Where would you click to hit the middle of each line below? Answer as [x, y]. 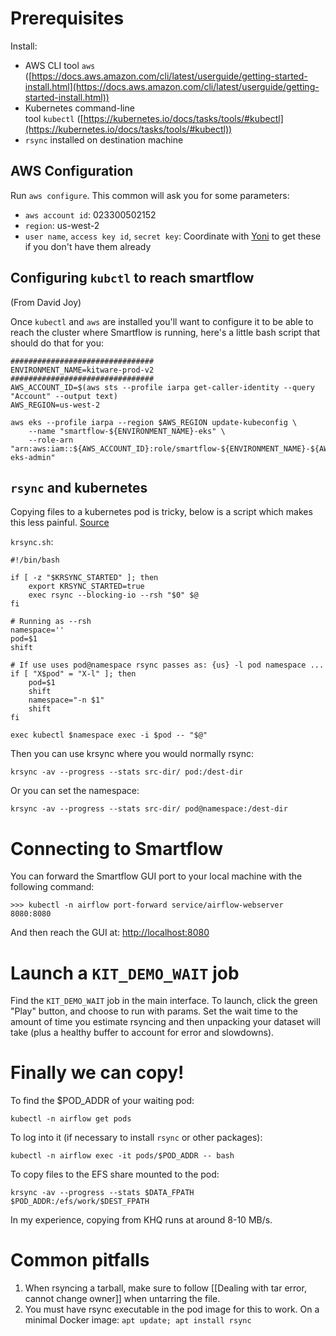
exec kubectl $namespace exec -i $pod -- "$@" [109, 735]
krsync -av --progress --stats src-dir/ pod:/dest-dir [127, 772]
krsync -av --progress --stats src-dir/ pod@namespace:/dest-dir [149, 809]
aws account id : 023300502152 [90, 214]
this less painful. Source [60, 523]
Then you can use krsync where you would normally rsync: [132, 754]
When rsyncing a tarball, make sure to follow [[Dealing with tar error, [165, 1288]
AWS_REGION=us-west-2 [55, 405]
